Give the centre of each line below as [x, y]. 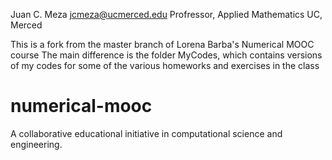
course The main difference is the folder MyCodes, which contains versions [166, 55]
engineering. [36, 144]
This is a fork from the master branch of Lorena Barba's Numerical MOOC [162, 44]
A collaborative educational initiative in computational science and [146, 133]
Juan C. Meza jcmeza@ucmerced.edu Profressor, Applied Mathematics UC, [166, 14]
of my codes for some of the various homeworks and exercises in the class [165, 65]
